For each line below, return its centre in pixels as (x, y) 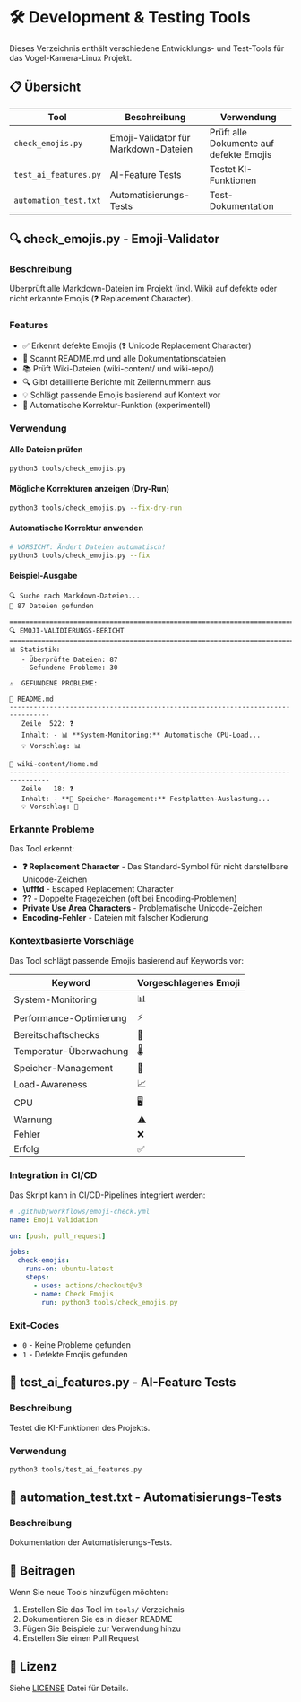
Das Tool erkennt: (42, 849)
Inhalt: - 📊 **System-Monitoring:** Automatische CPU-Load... (141, 735)
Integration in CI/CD (53, 1175)
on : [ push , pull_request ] (57, 1236)
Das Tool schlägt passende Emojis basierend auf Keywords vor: (127, 960)
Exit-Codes (34, 1325)
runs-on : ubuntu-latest (70, 1269)
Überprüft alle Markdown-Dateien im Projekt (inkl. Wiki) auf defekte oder (143, 289)
